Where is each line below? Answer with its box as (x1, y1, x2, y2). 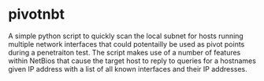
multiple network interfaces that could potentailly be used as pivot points (8, 39, 245, 48)
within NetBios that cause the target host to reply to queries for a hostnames (8, 56, 256, 65)
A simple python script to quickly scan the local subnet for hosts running (8, 31, 244, 40)
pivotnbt (8, 5, 65, 23)
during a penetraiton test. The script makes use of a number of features (8, 48, 241, 57)
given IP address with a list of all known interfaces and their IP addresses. (8, 64, 248, 73)
